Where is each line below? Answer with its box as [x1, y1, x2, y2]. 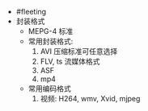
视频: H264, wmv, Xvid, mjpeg [40, 94, 141, 103]
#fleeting [15, 7, 47, 16]
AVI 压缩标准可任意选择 [40, 47, 118, 55]
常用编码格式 [27, 84, 71, 93]
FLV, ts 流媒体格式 [40, 56, 100, 66]
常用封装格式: [27, 36, 74, 46]
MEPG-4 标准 [27, 27, 74, 35]
